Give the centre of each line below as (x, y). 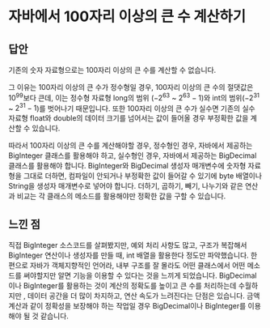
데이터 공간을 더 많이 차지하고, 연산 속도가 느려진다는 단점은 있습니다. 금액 (143, 296)
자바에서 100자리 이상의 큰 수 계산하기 (127, 17)
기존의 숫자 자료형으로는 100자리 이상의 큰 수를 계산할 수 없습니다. (112, 70)
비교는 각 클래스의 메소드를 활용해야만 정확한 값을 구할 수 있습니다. (121, 196)
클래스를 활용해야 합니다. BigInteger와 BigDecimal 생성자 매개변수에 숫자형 (127, 166)
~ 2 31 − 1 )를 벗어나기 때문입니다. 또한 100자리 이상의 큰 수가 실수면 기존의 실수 (132, 108)
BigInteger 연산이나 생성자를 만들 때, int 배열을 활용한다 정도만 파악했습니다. (129, 255)
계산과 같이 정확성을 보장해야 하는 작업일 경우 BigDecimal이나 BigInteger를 (127, 306)
